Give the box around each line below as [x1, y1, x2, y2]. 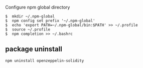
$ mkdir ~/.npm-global [5, 14, 55, 19]
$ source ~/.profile [5, 27, 51, 32]
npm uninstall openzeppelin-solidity [5, 58, 84, 63]
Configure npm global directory [5, 4, 70, 10]
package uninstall [5, 45, 63, 53]
